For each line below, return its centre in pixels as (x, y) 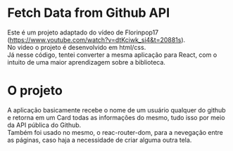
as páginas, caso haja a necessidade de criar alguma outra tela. (100, 140)
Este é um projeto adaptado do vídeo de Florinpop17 (83, 32)
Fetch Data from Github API (89, 13)
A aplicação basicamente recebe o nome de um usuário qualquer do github (117, 110)
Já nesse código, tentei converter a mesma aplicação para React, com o (112, 55)
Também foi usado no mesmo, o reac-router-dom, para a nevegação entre (115, 132)
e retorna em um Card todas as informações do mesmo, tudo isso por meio (116, 117)
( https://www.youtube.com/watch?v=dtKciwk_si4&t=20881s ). (96, 39)
